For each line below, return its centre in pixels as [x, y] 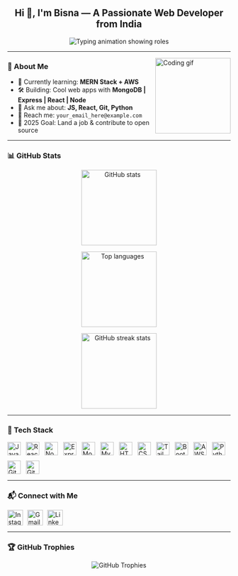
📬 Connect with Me [42, 496]
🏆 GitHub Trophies [41, 547]
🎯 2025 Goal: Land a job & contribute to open [84, 123]
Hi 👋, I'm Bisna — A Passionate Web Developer [119, 13]
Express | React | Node [52, 100]
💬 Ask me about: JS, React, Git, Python [75, 108]
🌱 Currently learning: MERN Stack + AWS [78, 82]
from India [119, 25]
